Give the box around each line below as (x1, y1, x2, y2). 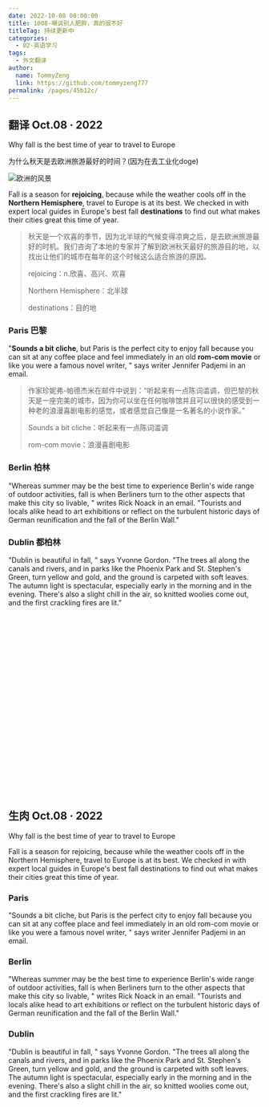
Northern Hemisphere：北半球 (27, 286, 128, 295)
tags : (8, 49, 26, 57)
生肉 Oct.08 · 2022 (8, 809, 103, 823)
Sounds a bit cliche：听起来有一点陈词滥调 (27, 423, 169, 433)
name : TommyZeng (15, 71, 70, 79)
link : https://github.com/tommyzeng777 (15, 79, 149, 87)
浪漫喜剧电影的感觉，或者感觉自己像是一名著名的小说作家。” (49, 406, 246, 416)
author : (8, 64, 34, 72)
